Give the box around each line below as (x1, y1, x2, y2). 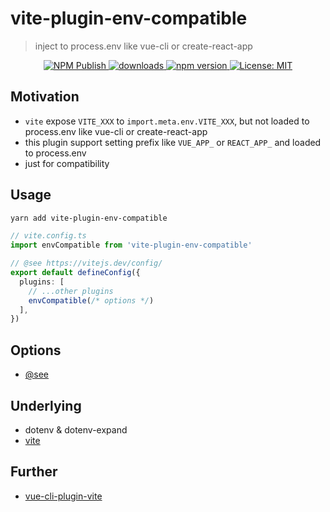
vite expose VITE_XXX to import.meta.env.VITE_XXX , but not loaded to (24, 115, 310, 127)
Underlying (10, 397, 82, 414)
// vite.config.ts (10, 231, 87, 241)
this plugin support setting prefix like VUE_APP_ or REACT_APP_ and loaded (24, 136, 322, 148)
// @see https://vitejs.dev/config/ (10, 258, 163, 269)
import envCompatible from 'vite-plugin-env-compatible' (10, 240, 253, 251)
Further (10, 463, 58, 481)
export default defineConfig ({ (10, 268, 141, 278)
